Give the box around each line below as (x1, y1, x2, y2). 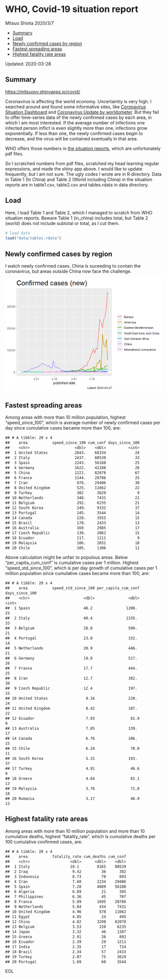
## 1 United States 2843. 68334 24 (5, 450, 140, 455)
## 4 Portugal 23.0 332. (5, 636, 137, 641)
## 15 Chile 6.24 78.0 (5, 746, 140, 751)
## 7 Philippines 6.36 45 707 (5, 894, 126, 899)
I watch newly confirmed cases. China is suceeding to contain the (5, 263, 141, 269)
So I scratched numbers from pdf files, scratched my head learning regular (5, 160, 159, 166)
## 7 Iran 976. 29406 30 (5, 480, 140, 485)
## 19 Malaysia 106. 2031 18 (5, 540, 140, 545)
